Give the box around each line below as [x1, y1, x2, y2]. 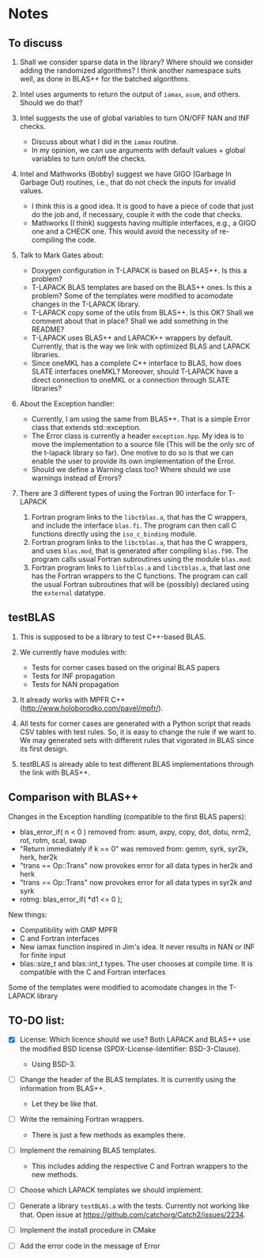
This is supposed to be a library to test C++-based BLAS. [19, 631, 206, 642]
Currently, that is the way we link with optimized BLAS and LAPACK [31, 341, 251, 351]
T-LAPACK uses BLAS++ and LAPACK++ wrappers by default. [31, 334, 233, 342]
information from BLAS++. [19, 1083, 105, 1093]
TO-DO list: [8, 1014, 65, 1027]
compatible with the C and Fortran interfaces [19, 967, 166, 977]
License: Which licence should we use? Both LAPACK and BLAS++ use [19, 1035, 251, 1044]
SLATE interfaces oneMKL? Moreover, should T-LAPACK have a [31, 367, 239, 376]
